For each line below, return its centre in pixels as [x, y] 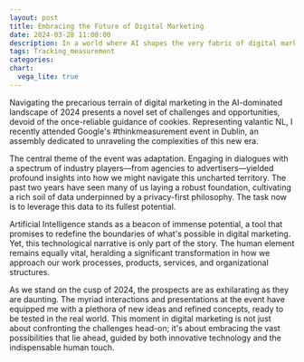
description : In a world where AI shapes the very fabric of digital [143, 43]
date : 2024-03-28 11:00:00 [60, 34]
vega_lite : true [48, 77]
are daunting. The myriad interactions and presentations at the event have [147, 299]
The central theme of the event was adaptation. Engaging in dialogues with [149, 158]
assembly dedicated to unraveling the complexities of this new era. [134, 140]
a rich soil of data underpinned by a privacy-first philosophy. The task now [148, 196]
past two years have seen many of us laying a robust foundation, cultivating [150, 187]
